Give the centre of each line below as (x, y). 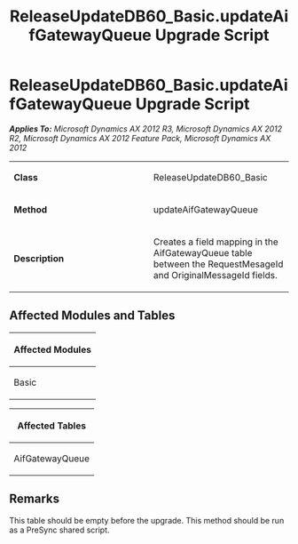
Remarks (35, 499)
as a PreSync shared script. (59, 530)
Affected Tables (52, 426)
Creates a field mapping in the (216, 242)
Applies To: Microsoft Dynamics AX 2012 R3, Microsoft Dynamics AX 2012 (146, 128)
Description (39, 258)
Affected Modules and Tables (92, 316)
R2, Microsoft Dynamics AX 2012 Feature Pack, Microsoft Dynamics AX (140, 138)
